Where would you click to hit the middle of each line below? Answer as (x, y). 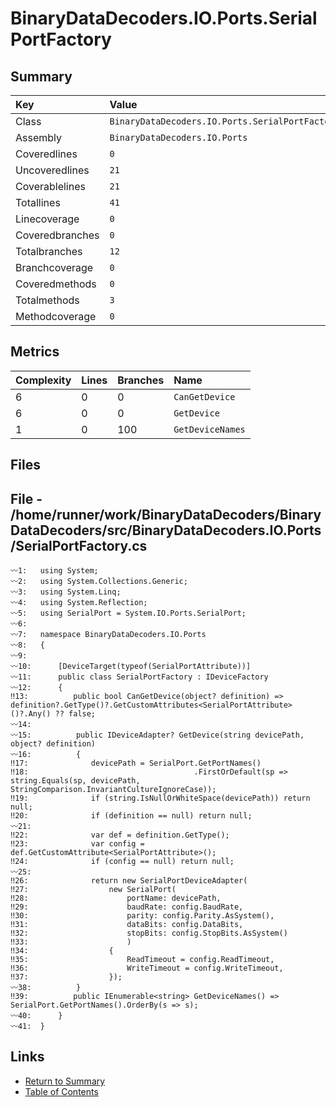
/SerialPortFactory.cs (79, 545)
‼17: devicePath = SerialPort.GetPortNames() (136, 763)
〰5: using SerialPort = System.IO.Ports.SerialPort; (128, 613)
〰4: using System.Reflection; (79, 603)
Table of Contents (61, 1091)
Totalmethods (47, 300)
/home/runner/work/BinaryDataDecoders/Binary (166, 514)
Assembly (39, 137)
